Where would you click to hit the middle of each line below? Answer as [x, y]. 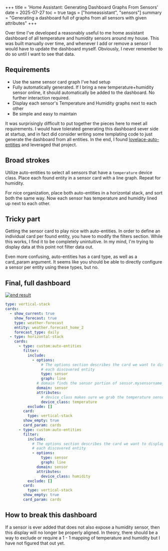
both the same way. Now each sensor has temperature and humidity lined [81, 198]
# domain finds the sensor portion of [77, 383]
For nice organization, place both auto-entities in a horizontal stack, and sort [84, 192]
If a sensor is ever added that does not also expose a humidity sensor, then [82, 527]
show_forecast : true [35, 318]
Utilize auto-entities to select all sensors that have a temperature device [79, 172]
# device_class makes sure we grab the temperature [96, 397]
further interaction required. [41, 97]
